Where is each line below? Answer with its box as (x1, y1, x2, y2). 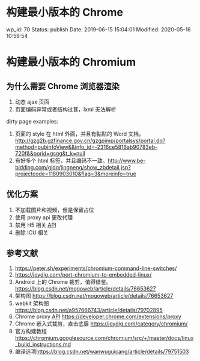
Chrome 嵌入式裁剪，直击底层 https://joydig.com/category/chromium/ (14, 320, 188, 327)
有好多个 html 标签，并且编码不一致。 (14, 157, 108, 164)
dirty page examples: (6, 118, 59, 125)
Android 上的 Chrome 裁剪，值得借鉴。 (14, 278, 112, 285)
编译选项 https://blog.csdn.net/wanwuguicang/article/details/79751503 (14, 348, 189, 355)
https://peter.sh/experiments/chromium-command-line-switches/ (14, 265, 177, 272)
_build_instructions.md (14, 341, 71, 348)
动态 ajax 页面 (14, 98, 50, 105)
